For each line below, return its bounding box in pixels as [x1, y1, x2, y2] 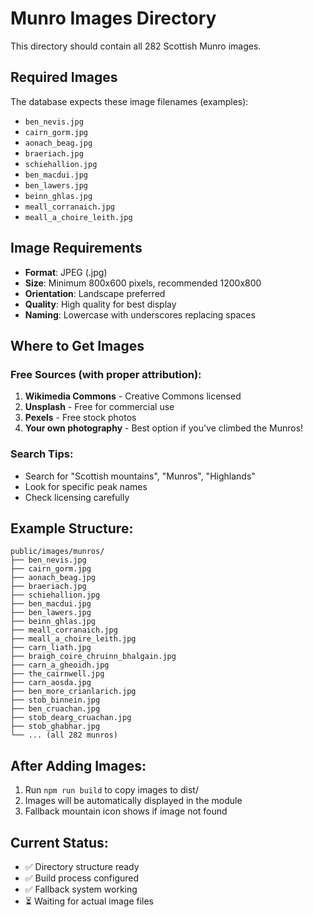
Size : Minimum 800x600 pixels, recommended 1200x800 [24, 277, 262, 289]
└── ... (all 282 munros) [10, 730, 118, 741]
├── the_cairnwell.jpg [10, 669, 105, 679]
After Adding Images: [10, 757, 147, 774]
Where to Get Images [10, 337, 145, 354]
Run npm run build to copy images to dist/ [24, 784, 199, 796]
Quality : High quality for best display [24, 298, 177, 310]
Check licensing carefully [24, 491, 130, 503]
